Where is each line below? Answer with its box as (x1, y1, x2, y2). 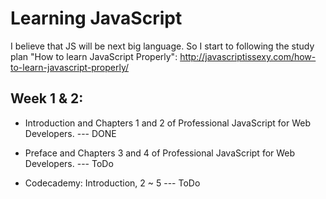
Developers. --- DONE (24, 127, 117, 139)
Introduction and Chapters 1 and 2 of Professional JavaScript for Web (24, 117, 312, 129)
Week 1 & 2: (10, 90, 84, 107)
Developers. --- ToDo (24, 157, 114, 169)
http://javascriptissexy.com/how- (179, 50, 317, 62)
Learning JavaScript (10, 7, 183, 30)
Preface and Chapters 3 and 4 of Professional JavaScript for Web (24, 147, 296, 159)
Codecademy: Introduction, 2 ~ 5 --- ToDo (24, 177, 201, 189)
